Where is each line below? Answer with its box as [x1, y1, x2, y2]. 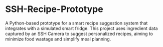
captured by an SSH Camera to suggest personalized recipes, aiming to [5, 30, 153, 36]
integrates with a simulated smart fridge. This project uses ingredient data [5, 25, 158, 31]
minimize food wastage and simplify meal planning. [5, 36, 111, 42]
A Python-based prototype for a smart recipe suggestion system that [5, 20, 148, 26]
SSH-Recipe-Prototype [5, 3, 104, 15]
